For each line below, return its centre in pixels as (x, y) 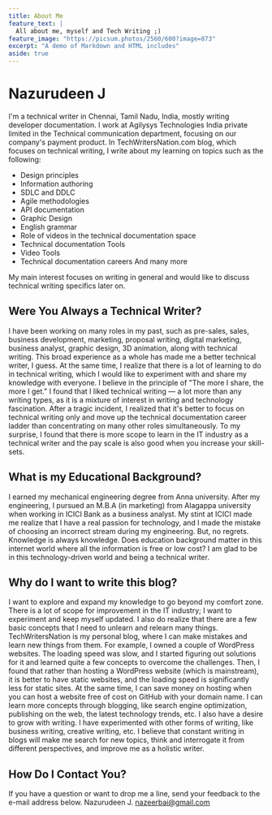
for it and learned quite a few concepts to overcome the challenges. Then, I (134, 662)
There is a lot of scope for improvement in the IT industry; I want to (121, 610)
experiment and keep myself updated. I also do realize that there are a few (133, 619)
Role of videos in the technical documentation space (108, 235)
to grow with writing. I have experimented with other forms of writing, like (131, 722)
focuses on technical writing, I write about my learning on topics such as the (136, 150)
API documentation (52, 209)
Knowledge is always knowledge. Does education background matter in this (135, 540)
